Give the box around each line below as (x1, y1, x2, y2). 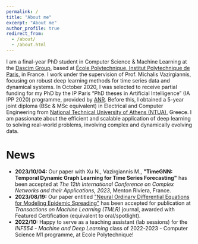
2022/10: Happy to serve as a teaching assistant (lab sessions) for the (14, 218, 188, 226)
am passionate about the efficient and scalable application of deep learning (6, 115, 191, 122)
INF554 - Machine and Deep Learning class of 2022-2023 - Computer (14, 224, 188, 232)
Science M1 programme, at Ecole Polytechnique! (14, 231, 134, 238)
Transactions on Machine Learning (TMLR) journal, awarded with (14, 205, 175, 213)
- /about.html (11, 42, 46, 48)
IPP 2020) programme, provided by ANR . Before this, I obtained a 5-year (6, 96, 184, 103)
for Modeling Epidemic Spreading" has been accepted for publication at (14, 199, 191, 207)
